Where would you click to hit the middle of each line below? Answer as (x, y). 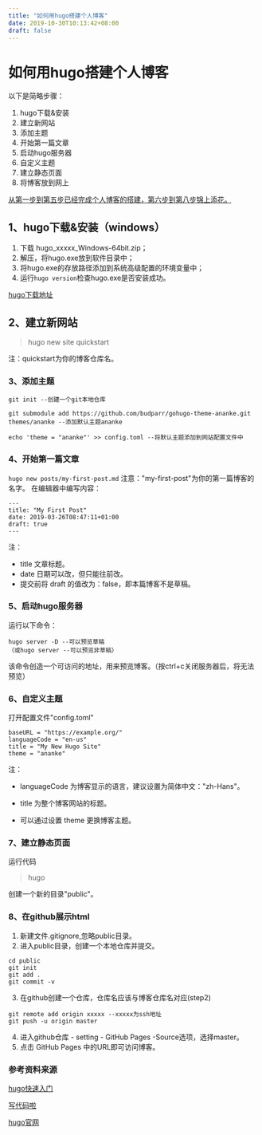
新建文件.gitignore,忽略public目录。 (78, 936)
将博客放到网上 (44, 183)
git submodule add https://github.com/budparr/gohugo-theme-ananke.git (129, 414)
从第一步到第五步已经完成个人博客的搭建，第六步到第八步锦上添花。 (120, 199)
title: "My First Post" (48, 510)
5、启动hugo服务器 (46, 606)
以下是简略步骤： (36, 96)
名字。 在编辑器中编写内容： (55, 488)
